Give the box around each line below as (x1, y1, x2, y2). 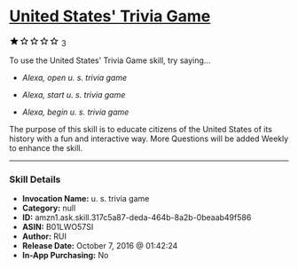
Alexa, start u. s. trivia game (21, 89, 126, 99)
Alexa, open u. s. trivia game (21, 72, 128, 83)
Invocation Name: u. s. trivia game (21, 194, 150, 204)
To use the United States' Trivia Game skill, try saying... (9, 55, 211, 66)
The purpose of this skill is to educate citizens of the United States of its (9, 123, 273, 134)
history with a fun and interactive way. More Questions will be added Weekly (9, 133, 289, 144)
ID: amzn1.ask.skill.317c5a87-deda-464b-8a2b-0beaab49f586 (21, 212, 252, 223)
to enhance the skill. (9, 142, 82, 153)
